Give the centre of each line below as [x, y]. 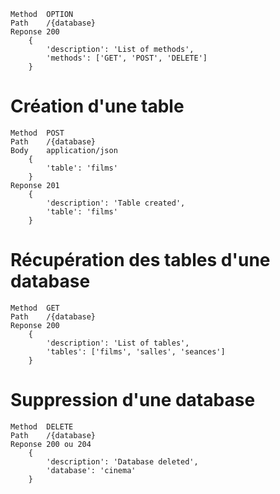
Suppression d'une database [133, 400]
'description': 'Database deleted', [122, 461]
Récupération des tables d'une [140, 260]
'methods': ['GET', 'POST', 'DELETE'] [127, 58]
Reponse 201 [35, 185]
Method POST [37, 133]
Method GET [35, 308]
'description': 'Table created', [116, 203]
